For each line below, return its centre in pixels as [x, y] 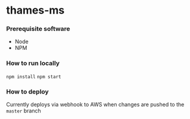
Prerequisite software [38, 29]
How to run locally [33, 63]
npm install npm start [34, 77]
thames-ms [35, 10]
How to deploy [27, 91]
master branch [24, 111]
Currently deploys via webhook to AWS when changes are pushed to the [95, 105]
